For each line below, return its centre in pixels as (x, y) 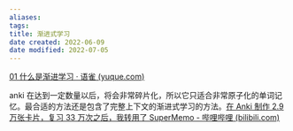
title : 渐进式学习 (40, 34)
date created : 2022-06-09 (57, 42)
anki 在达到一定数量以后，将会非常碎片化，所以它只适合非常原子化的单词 (142, 96)
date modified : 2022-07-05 (59, 50)
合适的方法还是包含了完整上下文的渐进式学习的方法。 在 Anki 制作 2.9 (158, 106)
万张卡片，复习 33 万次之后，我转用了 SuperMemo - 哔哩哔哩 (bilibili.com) (145, 118)
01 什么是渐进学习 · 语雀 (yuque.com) (77, 77)
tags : (19, 26)
